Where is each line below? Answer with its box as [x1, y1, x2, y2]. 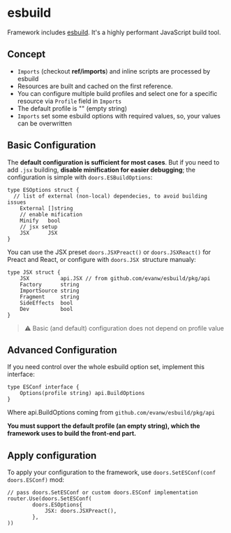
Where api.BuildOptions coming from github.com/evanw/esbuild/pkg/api [7, 408, 216, 417]
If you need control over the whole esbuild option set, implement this [7, 363, 204, 371]
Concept [7, 48, 46, 60]
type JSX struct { [7, 268, 61, 276]
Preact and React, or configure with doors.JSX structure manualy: [7, 255, 197, 263]
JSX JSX [20, 229, 58, 236]
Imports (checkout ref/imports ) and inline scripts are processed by [17, 67, 211, 75]
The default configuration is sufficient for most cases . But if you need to [7, 158, 220, 166]
